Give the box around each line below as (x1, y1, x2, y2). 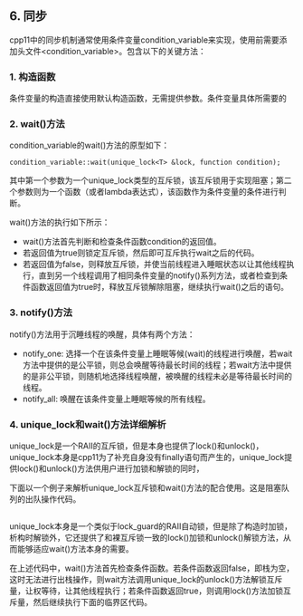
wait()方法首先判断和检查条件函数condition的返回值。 (22, 236, 222, 247)
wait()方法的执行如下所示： (9, 217, 110, 228)
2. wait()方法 (9, 118, 65, 130)
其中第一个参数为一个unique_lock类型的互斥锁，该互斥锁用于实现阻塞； (9, 175, 277, 186)
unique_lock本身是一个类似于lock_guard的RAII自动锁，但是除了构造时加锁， (9, 521, 292, 532)
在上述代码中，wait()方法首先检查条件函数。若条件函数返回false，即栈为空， (9, 563, 295, 573)
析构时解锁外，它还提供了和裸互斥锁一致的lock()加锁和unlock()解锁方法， (9, 533, 283, 543)
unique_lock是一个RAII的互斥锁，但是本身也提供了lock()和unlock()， (9, 440, 264, 451)
